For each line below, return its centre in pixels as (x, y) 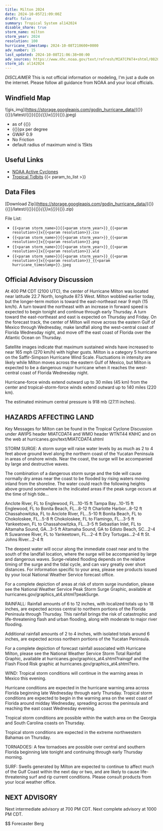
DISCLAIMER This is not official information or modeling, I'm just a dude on (80, 78)
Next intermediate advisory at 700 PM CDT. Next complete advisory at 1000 (81, 809)
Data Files (20, 192)
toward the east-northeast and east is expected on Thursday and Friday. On (81, 317)
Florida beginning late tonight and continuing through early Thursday (74, 752)
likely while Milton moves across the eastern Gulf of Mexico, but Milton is (78, 362)
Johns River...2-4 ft (24, 539)
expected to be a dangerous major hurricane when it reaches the (70, 368)
